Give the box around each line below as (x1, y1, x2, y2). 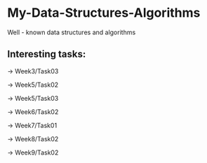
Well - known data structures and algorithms (7, 28, 136, 36)
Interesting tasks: (7, 48, 86, 60)
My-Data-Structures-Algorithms (7, 5, 201, 21)
